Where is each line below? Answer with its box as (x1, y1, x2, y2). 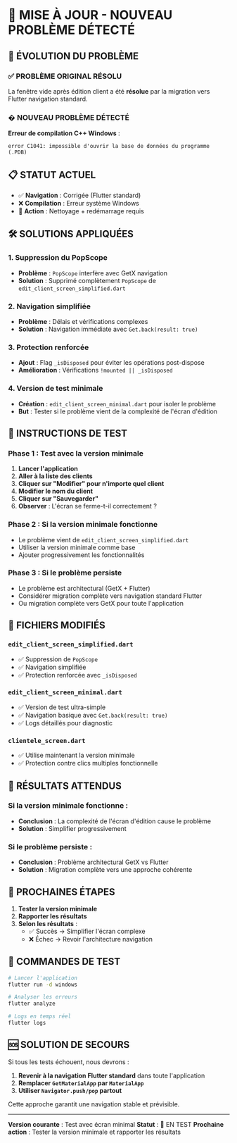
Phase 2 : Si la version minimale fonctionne (8, 520, 158, 530)
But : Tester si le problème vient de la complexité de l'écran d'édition (18, 407, 217, 416)
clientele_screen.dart (8, 737, 86, 744)
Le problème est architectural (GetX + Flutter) (18, 584, 150, 592)
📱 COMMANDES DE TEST (8, 956, 121, 968)
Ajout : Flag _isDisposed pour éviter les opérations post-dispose (18, 358, 205, 367)
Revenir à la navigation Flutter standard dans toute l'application (18, 1071, 205, 1080)
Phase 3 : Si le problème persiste (8, 568, 122, 577)
